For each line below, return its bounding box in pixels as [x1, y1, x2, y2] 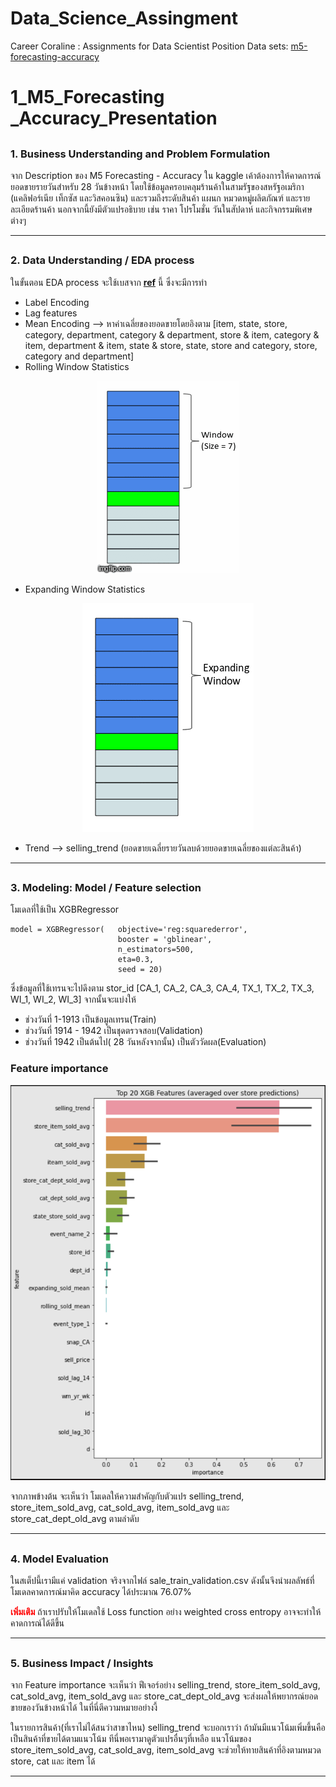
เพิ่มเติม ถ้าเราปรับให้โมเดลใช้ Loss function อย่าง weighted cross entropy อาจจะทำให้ [10, 1606, 322, 1618]
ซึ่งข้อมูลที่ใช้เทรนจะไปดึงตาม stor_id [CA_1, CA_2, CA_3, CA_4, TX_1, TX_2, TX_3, [10, 982, 315, 994]
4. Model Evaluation [10, 1552, 109, 1566]
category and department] [24, 350, 135, 362]
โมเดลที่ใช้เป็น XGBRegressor [10, 903, 120, 916]
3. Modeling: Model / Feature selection [10, 881, 202, 895]
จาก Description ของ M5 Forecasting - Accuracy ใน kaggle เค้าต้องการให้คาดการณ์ [10, 169, 322, 181]
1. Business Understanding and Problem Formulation [10, 147, 271, 161]
